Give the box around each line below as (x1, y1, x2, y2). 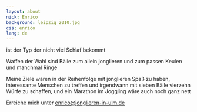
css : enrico (6, 25, 35, 31)
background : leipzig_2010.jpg (6, 19, 81, 25)
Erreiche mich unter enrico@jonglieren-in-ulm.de (6, 99, 125, 106)
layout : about (6, 8, 41, 15)
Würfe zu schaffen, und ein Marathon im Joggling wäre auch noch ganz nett (6, 88, 191, 95)
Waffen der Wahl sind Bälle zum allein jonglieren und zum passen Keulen (6, 58, 182, 65)
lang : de (6, 30, 28, 36)
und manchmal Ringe (6, 64, 58, 71)
